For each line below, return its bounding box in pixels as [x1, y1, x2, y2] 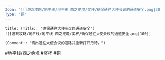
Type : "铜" [5, 12, 27, 17]
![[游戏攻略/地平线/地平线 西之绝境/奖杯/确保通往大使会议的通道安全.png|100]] [5, 31, 151, 36]
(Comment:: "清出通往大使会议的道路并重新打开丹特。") [5, 40, 106, 45]
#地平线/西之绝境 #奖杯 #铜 [5, 50, 61, 56]
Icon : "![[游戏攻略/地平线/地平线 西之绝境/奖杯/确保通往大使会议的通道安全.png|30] [5, 7, 163, 12]
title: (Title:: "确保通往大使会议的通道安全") [5, 26, 95, 31]
